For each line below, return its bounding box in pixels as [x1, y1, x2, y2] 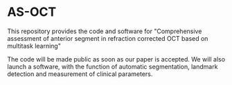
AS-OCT [7, 4, 57, 20]
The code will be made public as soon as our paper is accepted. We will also [7, 55, 226, 63]
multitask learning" [7, 41, 61, 50]
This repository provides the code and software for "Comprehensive [7, 27, 202, 35]
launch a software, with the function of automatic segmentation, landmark [7, 62, 218, 70]
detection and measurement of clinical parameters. [7, 70, 153, 78]
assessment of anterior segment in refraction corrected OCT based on [7, 34, 208, 42]
